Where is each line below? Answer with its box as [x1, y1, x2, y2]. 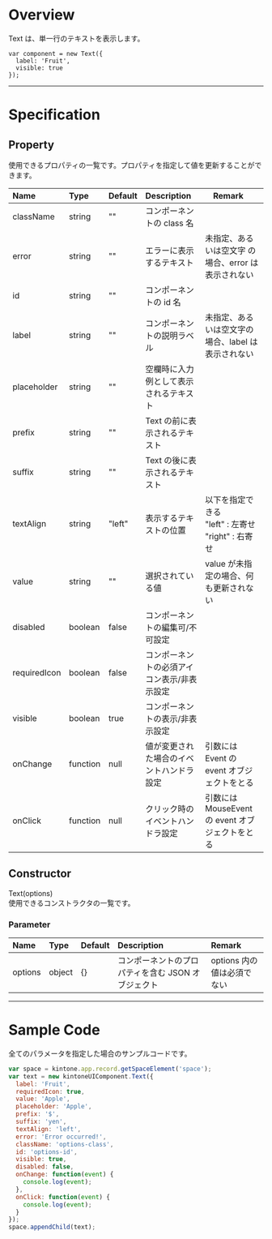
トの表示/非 [145, 713, 189, 724]
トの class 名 [145, 217, 194, 229]
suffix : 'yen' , [15, 1117, 67, 1126]
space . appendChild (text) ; [8, 1223, 96, 1232]
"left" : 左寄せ [205, 518, 257, 529]
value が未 [205, 558, 244, 569]
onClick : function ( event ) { [15, 1193, 111, 1201]
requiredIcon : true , [15, 1087, 85, 1095]
